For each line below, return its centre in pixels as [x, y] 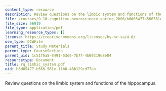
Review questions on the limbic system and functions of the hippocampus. [81, 83]
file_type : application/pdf [34, 28]
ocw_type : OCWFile [24, 42]
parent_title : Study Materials [37, 46]
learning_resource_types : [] [35, 32]
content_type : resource [30, 10]
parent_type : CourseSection [34, 51]
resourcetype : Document [30, 60]
